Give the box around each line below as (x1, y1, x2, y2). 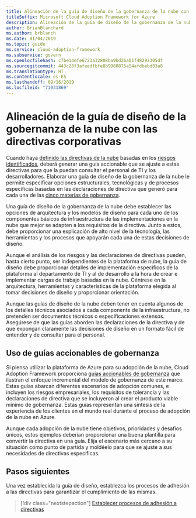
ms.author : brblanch (6, 30, 57, 36)
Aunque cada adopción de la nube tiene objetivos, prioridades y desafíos (6, 425, 182, 432)
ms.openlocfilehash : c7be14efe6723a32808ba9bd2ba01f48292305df (6, 57, 163, 63)
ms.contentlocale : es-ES (6, 74, 66, 80)
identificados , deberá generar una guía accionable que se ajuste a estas (6, 160, 180, 167)
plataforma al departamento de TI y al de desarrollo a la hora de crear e (6, 270, 178, 277)
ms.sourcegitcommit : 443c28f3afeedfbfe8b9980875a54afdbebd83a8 (6, 63, 163, 69)
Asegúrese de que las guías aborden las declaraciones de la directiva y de (6, 318, 185, 325)
